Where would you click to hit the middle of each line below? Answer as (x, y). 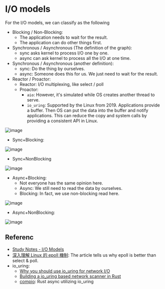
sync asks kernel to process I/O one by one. (64, 53)
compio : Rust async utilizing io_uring (57, 281)
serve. (33, 100)
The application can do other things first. (61, 42)
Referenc (19, 237)
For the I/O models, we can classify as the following (57, 23)
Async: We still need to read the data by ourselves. (71, 188)
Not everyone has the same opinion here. (61, 183)
